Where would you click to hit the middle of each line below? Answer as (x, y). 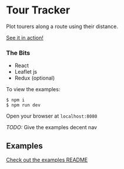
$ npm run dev (24, 105)
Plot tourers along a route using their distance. (62, 26)
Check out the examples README (47, 160)
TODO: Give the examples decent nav (52, 127)
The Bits (18, 53)
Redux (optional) (35, 78)
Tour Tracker (38, 10)
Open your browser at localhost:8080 (52, 116)
